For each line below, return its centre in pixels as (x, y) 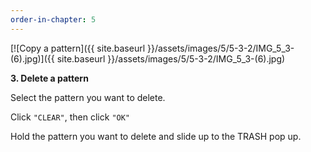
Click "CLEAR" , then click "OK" (70, 117)
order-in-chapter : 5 (53, 19)
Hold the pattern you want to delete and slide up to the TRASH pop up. (156, 136)
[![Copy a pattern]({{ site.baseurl (78, 48)
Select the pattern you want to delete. (88, 97)
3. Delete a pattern (49, 78)
